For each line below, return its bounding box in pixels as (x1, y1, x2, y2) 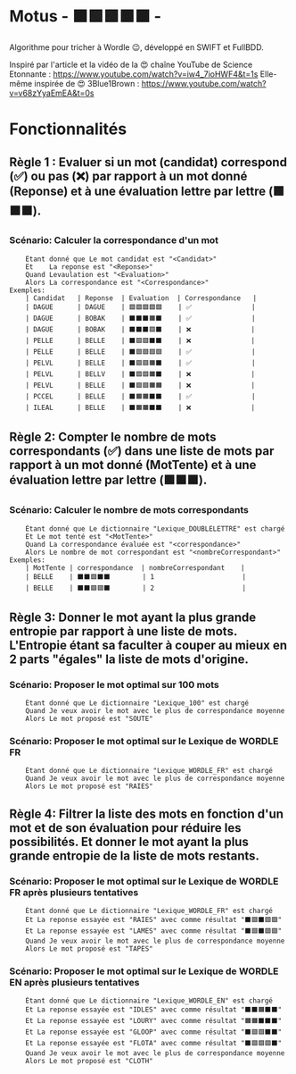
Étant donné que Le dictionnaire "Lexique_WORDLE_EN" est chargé (25, 996, 274, 1005)
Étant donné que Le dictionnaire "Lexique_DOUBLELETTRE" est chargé (25, 524, 285, 533)
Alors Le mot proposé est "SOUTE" (25, 715, 153, 724)
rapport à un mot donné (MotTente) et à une (9, 457, 257, 473)
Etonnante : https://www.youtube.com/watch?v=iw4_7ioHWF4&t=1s (9, 68, 259, 80)
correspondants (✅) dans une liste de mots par (9, 443, 275, 459)
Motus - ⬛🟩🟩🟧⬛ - (9, 6, 162, 27)
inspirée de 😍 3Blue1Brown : (34, 78, 140, 88)
